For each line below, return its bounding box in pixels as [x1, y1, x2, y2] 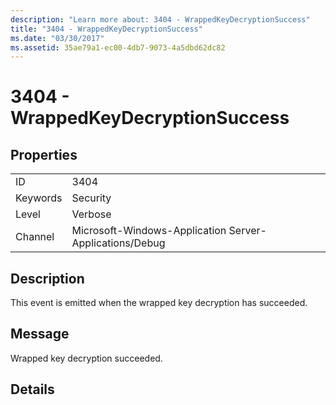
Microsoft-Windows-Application [71, 224, 227, 238]
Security [71, 191, 112, 205]
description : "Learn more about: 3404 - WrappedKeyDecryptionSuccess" [10, 14, 311, 25]
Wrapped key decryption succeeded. [10, 352, 163, 364]
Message [10, 326, 70, 343]
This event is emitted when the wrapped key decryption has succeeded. [10, 297, 308, 309]
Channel [15, 230, 55, 244]
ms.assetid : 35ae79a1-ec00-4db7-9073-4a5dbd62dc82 [10, 42, 226, 53]
